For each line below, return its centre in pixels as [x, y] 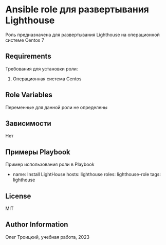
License [18, 196]
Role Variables [29, 95]
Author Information [37, 225]
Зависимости [28, 123]
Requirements [28, 56]
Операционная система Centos [47, 79]
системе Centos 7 [25, 40]
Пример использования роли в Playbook [50, 164]
